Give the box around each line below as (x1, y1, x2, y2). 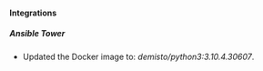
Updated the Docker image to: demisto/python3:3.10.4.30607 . (22, 51, 255, 62)
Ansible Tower (9, 28, 66, 39)
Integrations (9, 7, 57, 18)
